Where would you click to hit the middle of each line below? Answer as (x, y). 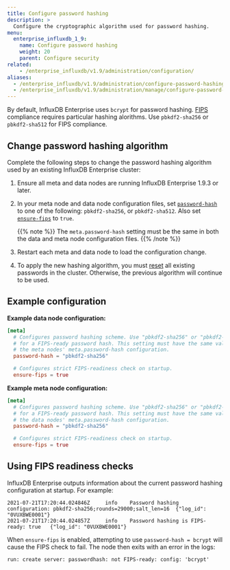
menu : (15, 33)
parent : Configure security (59, 58)
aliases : (20, 77)
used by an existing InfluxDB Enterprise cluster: (74, 170)
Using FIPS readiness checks (70, 467)
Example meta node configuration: (57, 388)
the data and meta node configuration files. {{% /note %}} (99, 238)
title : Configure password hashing (58, 13)
